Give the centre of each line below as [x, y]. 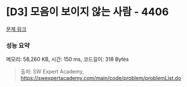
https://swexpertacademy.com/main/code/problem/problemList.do [101, 78]
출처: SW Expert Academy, [52, 72]
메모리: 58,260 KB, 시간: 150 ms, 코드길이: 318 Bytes [67, 59]
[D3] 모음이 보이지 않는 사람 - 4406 [87, 12]
